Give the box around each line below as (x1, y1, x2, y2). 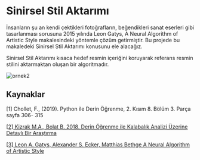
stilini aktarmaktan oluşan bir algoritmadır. (6, 61, 109, 68)
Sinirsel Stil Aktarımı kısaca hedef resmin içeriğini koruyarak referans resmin (6, 54, 193, 61)
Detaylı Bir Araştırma (6, 129, 57, 136)
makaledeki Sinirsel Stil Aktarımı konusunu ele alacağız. (6, 43, 143, 50)
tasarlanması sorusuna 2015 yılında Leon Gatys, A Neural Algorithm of (6, 30, 179, 37)
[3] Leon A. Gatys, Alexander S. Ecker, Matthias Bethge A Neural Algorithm (6, 141, 190, 148)
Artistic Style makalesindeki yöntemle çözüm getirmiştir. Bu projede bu (6, 36, 180, 43)
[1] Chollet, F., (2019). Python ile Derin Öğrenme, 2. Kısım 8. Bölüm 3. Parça (6, 105, 191, 112)
